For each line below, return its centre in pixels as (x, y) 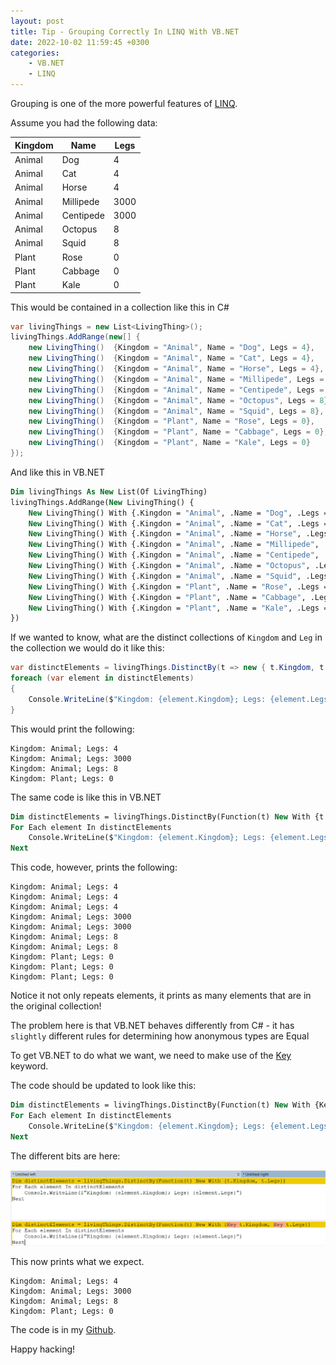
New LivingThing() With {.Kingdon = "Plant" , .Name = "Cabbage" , (167, 597)
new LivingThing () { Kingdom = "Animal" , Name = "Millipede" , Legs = (176, 379)
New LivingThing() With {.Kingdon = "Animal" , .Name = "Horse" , (165, 534)
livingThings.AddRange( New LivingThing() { (102, 502)
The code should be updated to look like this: (103, 1086)
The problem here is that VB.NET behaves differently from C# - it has (152, 1026)
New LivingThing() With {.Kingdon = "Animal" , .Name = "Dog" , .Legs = (178, 513)
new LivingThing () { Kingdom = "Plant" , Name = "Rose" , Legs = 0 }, (172, 421)
